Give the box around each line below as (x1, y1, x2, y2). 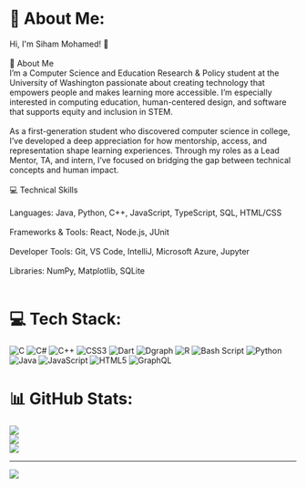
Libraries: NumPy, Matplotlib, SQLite (9, 265, 146, 276)
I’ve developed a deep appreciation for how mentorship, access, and (9, 135, 267, 146)
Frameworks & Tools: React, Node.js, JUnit (9, 226, 170, 237)
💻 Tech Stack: (9, 309, 122, 329)
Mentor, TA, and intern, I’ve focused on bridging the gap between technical (9, 154, 291, 165)
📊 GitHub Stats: (9, 389, 134, 410)
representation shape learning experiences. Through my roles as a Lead (9, 145, 280, 156)
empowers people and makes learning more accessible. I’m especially (9, 87, 273, 98)
